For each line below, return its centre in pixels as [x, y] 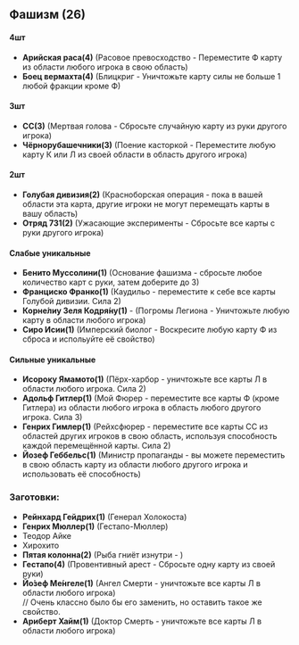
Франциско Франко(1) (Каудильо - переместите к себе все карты [149, 292]
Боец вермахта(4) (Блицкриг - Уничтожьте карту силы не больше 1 [151, 76]
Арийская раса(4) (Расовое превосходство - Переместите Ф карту [152, 57]
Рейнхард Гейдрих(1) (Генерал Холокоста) [104, 517]
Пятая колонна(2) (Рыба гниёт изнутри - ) [103, 554]
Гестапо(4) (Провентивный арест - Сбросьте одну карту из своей [149, 564]
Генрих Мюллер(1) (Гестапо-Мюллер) [95, 526]
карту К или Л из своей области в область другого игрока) [135, 154]
